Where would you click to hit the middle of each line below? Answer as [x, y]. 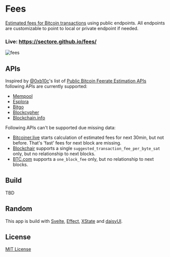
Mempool [23, 96]
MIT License [18, 249]
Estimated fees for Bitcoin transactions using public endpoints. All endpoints [85, 23]
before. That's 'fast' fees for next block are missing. [67, 143]
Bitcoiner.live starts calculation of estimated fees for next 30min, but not [88, 137]
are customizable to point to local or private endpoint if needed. [72, 28]
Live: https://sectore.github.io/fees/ [51, 41]
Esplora [21, 102]
